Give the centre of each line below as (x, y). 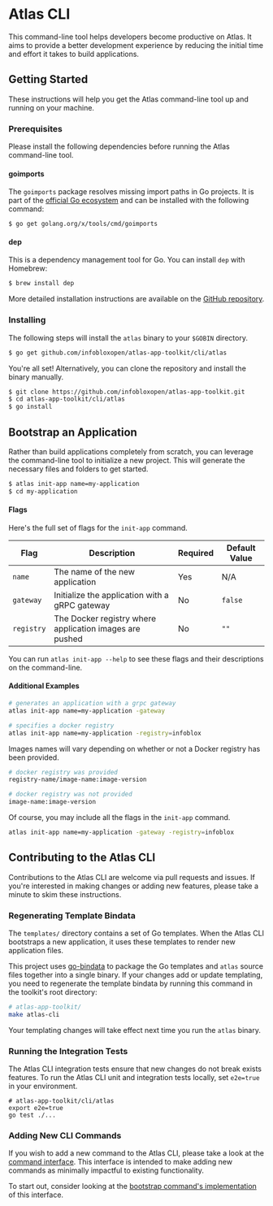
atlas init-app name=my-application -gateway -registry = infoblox (121, 833)
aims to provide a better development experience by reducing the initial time (136, 45)
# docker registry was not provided (70, 794)
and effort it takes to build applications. (74, 54)
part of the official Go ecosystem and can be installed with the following (129, 201)
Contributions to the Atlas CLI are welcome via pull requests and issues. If (132, 877)
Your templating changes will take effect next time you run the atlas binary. (135, 1030)
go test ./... (32, 1115)
